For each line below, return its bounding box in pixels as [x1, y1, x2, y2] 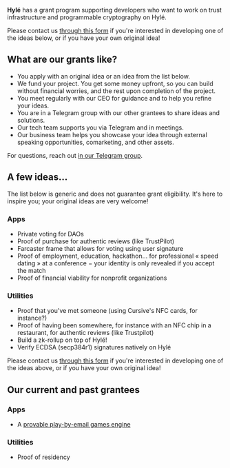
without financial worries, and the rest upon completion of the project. [17, 86, 216, 95]
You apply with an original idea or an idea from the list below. [17, 72, 191, 80]
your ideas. [17, 101, 50, 110]
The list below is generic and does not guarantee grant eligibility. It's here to [7, 190, 223, 198]
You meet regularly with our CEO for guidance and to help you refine [17, 94, 212, 102]
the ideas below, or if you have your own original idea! [7, 34, 160, 42]
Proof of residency [17, 453, 70, 461]
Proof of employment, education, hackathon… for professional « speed [17, 252, 218, 260]
